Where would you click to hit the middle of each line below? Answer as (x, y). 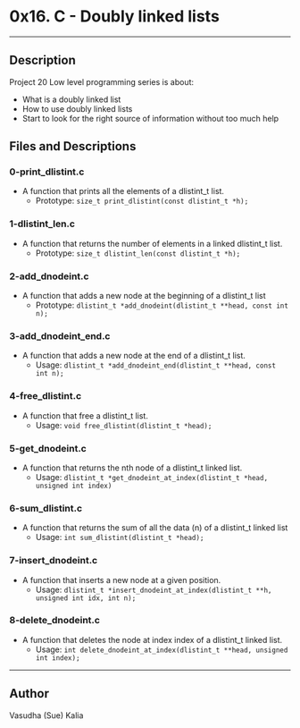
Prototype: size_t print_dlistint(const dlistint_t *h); (142, 201)
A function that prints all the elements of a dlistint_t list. (123, 191)
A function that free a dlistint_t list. (85, 415)
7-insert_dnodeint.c (54, 561)
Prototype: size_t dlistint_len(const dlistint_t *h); (138, 253)
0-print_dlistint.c (47, 172)
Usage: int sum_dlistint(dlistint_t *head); (120, 538)
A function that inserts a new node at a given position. (121, 580)
